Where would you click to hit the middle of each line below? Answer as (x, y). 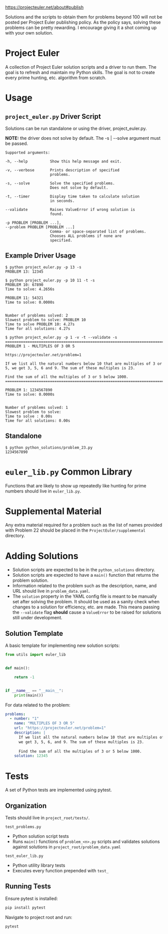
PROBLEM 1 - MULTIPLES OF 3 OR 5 (40, 346)
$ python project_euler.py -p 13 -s (43, 267)
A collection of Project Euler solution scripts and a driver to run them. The (81, 67)
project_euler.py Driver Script (53, 116)
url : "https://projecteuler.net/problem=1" (60, 728)
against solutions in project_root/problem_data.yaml (66, 847)
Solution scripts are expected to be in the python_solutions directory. (84, 570)
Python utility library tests (39, 865)
